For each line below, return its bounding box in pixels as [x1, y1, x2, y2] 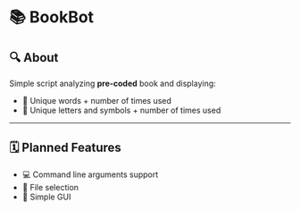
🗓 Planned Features [9, 140, 122, 156]
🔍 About [9, 50, 59, 65]
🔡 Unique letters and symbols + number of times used [21, 105, 221, 115]
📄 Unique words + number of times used [21, 96, 172, 105]
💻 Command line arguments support [21, 169, 159, 180]
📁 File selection [21, 181, 79, 192]
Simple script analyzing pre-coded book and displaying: [9, 78, 216, 89]
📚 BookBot [9, 7, 95, 28]
